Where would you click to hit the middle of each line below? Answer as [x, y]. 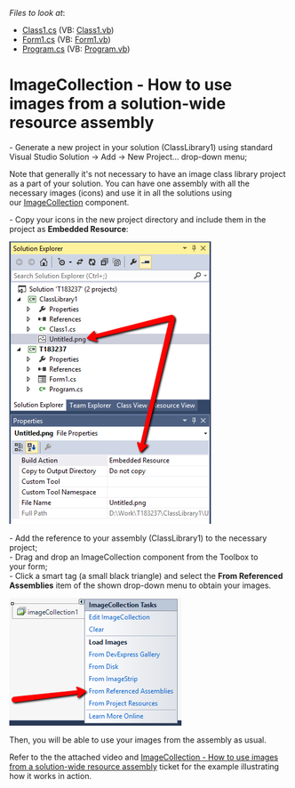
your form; [28, 566]
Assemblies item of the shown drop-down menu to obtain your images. [140, 585]
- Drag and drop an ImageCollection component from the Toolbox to [134, 557]
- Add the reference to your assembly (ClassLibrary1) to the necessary [138, 538]
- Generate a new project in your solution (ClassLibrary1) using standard [141, 147]
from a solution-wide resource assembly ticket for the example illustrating [144, 766]
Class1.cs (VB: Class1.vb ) [68, 30]
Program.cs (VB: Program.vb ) [76, 49]
